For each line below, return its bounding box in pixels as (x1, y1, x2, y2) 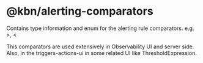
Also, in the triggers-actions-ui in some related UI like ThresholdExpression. (6, 49, 197, 56)
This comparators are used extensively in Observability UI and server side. (6, 43, 194, 50)
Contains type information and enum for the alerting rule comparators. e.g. (6, 24, 194, 32)
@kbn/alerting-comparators (6, 4, 154, 18)
